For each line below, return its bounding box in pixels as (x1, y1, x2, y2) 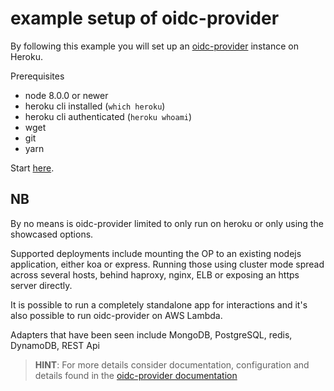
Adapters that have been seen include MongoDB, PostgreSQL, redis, (10, 328, 293, 341)
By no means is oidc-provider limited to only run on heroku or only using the (10, 217, 324, 229)
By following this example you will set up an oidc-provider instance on (10, 40, 299, 52)
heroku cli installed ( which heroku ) (24, 100, 166, 112)
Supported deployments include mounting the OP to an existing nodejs (10, 247, 302, 259)
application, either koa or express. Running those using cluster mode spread (10, 258, 325, 270)
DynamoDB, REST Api (10, 339, 100, 351)
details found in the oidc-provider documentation (34, 369, 238, 381)
